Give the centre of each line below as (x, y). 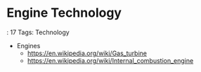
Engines (28, 45)
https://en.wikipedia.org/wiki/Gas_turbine (87, 53)
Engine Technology (64, 13)
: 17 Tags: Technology (38, 32)
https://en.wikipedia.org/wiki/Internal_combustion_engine (110, 60)
